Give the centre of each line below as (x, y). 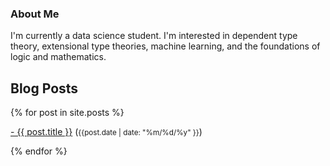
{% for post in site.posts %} (67, 113)
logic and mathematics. (58, 57)
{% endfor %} (39, 151)
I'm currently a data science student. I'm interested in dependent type (154, 36)
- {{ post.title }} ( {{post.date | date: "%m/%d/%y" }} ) (106, 132)
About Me (35, 14)
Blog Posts (44, 88)
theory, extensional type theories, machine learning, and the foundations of (165, 46)
